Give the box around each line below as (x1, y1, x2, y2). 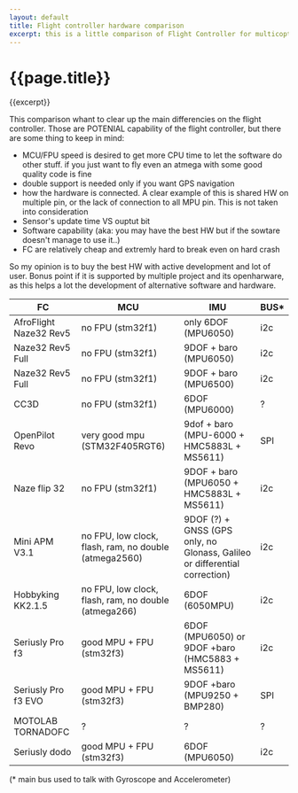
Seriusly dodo (13, 746, 72, 758)
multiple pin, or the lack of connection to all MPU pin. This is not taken (21, 197, 278, 208)
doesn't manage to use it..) (21, 235, 121, 245)
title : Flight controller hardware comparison (9, 21, 184, 30)
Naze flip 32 (13, 482, 65, 494)
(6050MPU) (183, 600, 235, 612)
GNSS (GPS (183, 525, 233, 537)
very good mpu (81, 429, 145, 441)
